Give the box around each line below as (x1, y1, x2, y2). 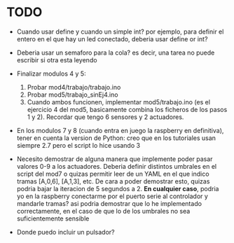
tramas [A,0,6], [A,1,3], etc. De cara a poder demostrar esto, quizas (16, 176, 210, 186)
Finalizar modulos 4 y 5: (16, 69, 86, 78)
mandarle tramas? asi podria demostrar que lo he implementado (16, 199, 202, 207)
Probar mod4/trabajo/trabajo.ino (27, 83, 121, 91)
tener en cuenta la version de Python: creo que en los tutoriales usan (16, 134, 216, 142)
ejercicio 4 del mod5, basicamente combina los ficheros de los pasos (27, 105, 228, 113)
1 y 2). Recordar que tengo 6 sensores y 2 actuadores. (27, 113, 184, 121)
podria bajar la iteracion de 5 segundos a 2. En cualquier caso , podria (16, 184, 219, 193)
